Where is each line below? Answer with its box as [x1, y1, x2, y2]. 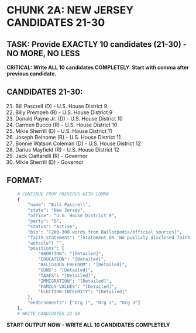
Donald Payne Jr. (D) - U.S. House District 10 [15, 115, 123, 122]
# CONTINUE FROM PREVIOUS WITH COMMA [17, 191, 109, 197]
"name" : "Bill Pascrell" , [27, 202, 91, 208]
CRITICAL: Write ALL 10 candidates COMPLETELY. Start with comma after [6, 64, 189, 71]
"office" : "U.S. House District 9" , [27, 213, 117, 219]
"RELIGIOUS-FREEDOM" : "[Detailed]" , [37, 262, 128, 267]
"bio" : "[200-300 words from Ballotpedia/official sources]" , [27, 229, 183, 235]
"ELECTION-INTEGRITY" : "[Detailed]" [37, 289, 128, 295]
